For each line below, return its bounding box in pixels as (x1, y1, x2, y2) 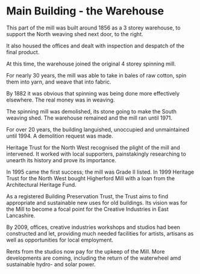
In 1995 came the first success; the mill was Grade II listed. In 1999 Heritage (6, 168, 195, 175)
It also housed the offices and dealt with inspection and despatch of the (6, 42, 185, 49)
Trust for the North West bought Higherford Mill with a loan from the (6, 174, 175, 181)
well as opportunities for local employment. (6, 236, 113, 243)
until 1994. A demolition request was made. (6, 132, 113, 139)
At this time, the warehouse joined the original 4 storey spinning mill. (6, 60, 176, 67)
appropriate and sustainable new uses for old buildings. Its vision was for (6, 199, 188, 206)
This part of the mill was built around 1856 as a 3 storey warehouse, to (6, 24, 181, 31)
